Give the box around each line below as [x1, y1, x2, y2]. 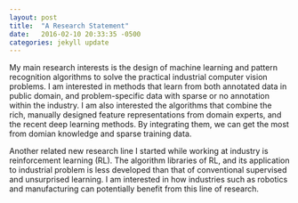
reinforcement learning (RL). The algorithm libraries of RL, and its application [9, 155, 290, 166]
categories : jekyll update [9, 37, 109, 47]
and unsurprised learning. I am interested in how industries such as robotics [9, 175, 288, 185]
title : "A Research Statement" [9, 21, 129, 30]
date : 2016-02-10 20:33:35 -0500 [9, 29, 141, 38]
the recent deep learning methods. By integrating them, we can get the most [9, 119, 289, 130]
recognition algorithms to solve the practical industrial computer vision [9, 72, 269, 83]
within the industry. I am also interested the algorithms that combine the [9, 100, 272, 111]
